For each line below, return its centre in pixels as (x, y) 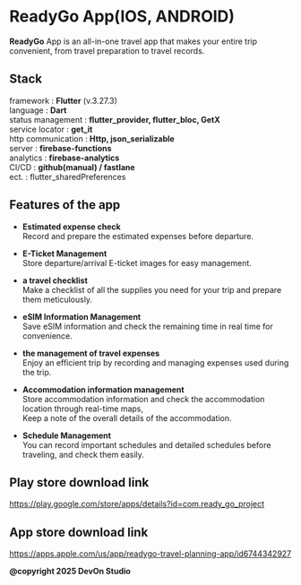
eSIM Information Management (82, 316)
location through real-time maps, (83, 409)
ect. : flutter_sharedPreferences (68, 176)
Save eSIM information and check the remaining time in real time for (147, 326)
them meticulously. (57, 299)
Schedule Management (67, 435)
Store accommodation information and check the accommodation (143, 399)
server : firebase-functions (60, 148)
